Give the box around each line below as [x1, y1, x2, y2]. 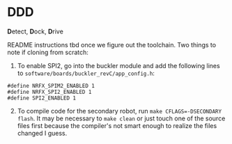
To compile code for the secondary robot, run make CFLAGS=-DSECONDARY [17, 106, 222, 115]
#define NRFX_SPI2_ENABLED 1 [7, 88, 92, 95]
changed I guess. [17, 129, 68, 137]
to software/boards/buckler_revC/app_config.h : [17, 69, 155, 77]
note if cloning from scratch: [7, 48, 89, 56]
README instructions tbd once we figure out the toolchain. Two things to [7, 40, 217, 49]
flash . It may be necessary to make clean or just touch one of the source [17, 114, 226, 122]
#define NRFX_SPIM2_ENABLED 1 [7, 82, 95, 89]
